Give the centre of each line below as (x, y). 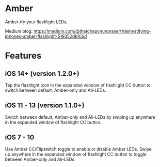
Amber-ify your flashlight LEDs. (36, 22)
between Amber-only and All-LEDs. (40, 159)
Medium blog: (19, 31)
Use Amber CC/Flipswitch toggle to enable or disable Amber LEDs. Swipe (78, 149)
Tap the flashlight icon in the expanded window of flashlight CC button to (78, 85)
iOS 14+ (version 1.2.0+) (42, 74)
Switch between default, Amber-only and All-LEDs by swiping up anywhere (80, 117)
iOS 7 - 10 (20, 137)
